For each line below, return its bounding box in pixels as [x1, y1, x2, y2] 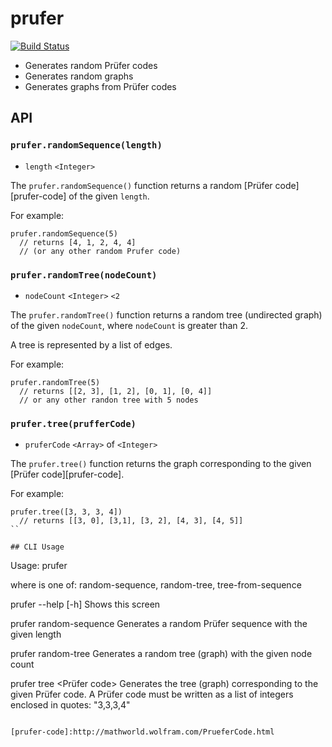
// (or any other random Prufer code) [19, 246, 182, 256]
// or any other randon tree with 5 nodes [19, 395, 199, 405]
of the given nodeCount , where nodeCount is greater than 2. [10, 319, 249, 331]
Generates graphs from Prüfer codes [24, 80, 177, 92]
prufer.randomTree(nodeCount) [10, 269, 158, 281]
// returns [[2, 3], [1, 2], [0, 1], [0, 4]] [19, 386, 213, 396]
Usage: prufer [10, 560, 68, 572]
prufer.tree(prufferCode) [10, 418, 137, 429]
